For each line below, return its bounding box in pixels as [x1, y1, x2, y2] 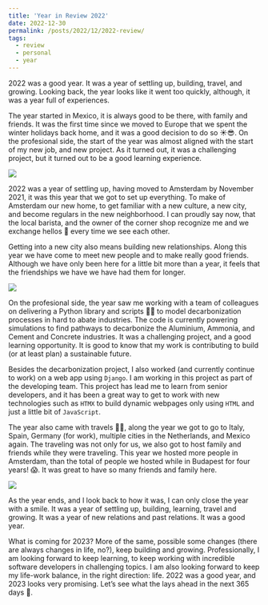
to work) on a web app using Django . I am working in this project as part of [8, 373, 253, 383]
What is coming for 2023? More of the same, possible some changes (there [8, 536, 258, 546]
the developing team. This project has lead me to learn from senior [8, 381, 228, 391]
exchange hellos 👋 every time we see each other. [8, 226, 170, 236]
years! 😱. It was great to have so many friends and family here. [8, 465, 218, 475]
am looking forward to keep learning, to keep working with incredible [8, 553, 235, 563]
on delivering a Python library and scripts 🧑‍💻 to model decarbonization [8, 306, 242, 316]
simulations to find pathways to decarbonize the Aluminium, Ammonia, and [8, 323, 255, 333]
